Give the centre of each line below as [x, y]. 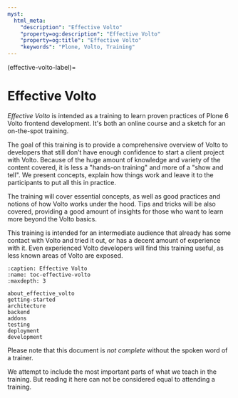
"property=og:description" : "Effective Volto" [90, 34]
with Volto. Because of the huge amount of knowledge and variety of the [114, 159]
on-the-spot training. [38, 131]
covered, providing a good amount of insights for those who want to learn [115, 211]
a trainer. [20, 357]
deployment [24, 331]
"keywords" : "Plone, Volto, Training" [78, 47]
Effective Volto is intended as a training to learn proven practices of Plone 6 [118, 115]
